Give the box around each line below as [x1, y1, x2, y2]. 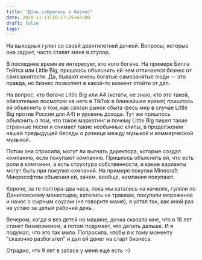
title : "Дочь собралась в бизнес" [6, 8, 93, 15]
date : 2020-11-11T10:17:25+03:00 [6, 14, 90, 21]
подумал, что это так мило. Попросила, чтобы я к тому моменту [6, 229, 173, 236]
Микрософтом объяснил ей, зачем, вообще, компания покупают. [6, 173, 175, 181]
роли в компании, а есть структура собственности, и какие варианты [6, 160, 187, 168]
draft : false [6, 20, 39, 26]
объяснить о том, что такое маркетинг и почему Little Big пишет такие [6, 117, 188, 124]
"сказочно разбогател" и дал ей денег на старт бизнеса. [6, 235, 153, 243]
